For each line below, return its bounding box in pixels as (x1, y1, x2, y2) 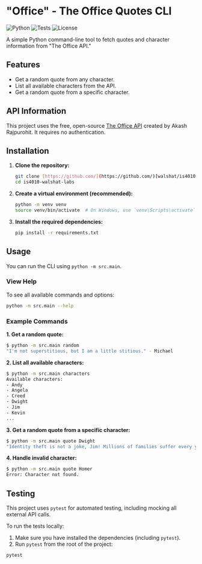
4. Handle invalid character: (6, 454, 77, 462)
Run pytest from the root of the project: (14, 540, 113, 548)
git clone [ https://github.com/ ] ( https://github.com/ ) (14, 174, 156, 180)
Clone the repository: (14, 161, 70, 169)
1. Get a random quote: (6, 331, 64, 338)
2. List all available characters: (6, 359, 84, 366)
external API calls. (6, 510, 51, 518)
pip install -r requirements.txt (14, 230, 99, 236)
